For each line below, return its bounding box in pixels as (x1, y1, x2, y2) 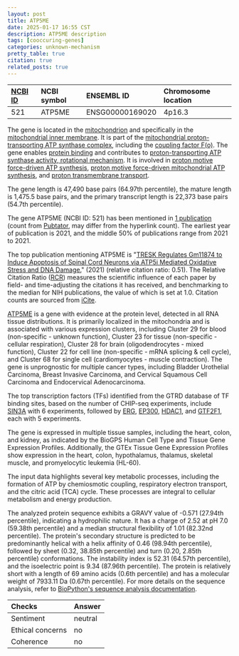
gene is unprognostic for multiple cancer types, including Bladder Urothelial (7, 362, 229, 371)
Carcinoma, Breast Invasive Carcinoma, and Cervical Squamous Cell (7, 370, 208, 379)
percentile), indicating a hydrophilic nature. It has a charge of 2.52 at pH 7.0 (7, 516, 228, 525)
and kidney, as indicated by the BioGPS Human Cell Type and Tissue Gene (7, 436, 226, 444)
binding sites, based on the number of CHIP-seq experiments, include (7, 399, 212, 407)
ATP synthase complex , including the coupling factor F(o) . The (45, 140, 228, 149)
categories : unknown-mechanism (7, 43, 100, 51)
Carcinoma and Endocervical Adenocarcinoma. (7, 377, 146, 386)
